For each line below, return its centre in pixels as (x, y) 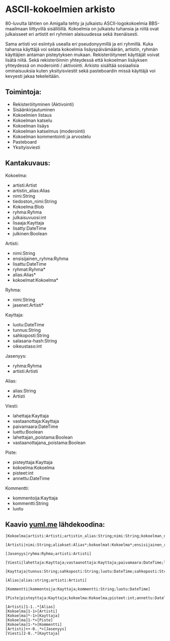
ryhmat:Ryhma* (29, 269)
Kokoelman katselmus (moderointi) (49, 131)
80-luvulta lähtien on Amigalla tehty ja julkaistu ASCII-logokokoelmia (76, 23)
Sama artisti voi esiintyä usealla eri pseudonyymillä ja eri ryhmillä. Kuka (79, 44)
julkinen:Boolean (30, 233)
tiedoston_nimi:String (35, 201)
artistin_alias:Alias (31, 190)
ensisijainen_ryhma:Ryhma (40, 259)
